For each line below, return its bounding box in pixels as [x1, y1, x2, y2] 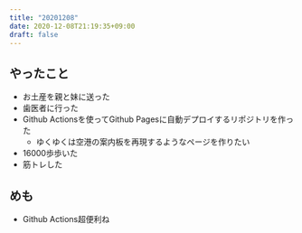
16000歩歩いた [22, 148, 79, 159]
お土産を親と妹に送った [22, 91, 110, 102]
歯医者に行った [22, 103, 79, 114]
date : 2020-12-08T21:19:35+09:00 [9, 22, 136, 31]
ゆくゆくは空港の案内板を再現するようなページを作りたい [35, 136, 250, 147]
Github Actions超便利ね [22, 214, 110, 224]
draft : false [9, 30, 59, 39]
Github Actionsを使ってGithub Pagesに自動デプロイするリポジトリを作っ [22, 114, 294, 125]
